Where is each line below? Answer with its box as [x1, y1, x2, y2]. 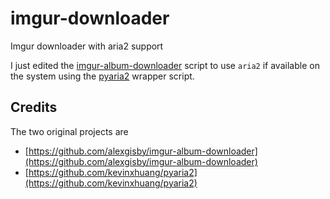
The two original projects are [10, 125, 129, 137]
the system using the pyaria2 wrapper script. [10, 70, 195, 82]
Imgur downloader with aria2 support [10, 40, 164, 52]
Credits [10, 99, 58, 116]
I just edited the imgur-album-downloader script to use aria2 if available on [10, 59, 320, 71]
